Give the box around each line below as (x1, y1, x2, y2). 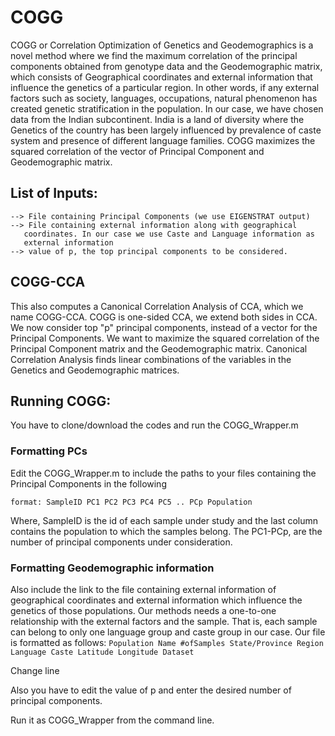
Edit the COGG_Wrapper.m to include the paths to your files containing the (10, 467, 317, 479)
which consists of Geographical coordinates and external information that (10, 71, 313, 83)
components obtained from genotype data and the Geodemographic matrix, (10, 60, 323, 72)
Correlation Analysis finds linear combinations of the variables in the (10, 353, 292, 365)
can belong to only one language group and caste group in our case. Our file (10, 626, 326, 638)
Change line (10, 664, 60, 676)
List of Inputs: (10, 185, 98, 202)
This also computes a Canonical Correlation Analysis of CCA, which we (10, 300, 304, 312)
